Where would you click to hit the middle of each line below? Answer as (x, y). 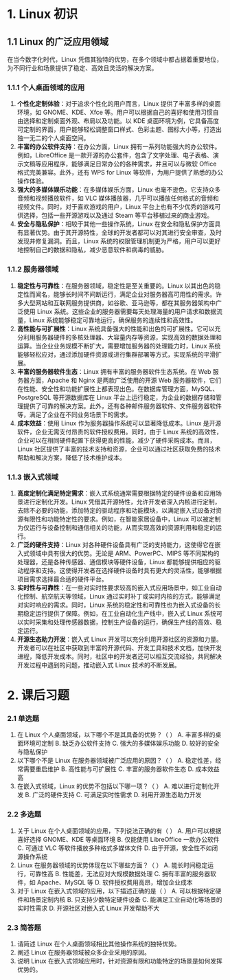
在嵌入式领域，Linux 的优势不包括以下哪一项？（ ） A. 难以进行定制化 (115, 786)
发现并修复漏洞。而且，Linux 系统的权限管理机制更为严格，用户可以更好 (119, 241)
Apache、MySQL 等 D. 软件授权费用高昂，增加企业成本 (115, 882)
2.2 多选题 (24, 814)
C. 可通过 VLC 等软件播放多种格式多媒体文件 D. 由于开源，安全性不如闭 (117, 848)
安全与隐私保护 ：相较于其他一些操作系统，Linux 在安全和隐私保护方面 (116, 224)
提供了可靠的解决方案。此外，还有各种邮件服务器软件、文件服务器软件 (122, 405)
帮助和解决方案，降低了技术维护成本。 (71, 457)
